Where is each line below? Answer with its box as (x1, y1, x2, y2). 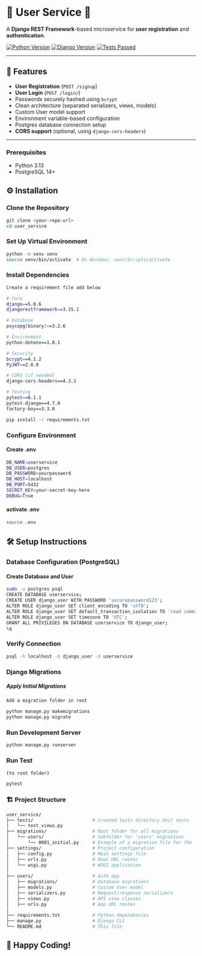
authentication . (6, 31, 46, 39)
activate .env (6, 506, 40, 513)
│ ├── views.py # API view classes (6, 895, 141, 902)
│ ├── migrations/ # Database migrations (6, 879, 149, 885)
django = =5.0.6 (6, 301, 42, 307)
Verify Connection (6, 640, 61, 648)
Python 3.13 (14, 162, 44, 169)
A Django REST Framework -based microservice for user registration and (6, 25, 189, 33)
